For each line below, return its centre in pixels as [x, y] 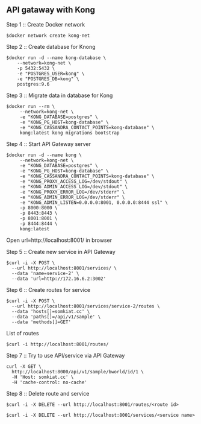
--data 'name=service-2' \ [45, 273]
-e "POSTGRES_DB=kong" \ [48, 79]
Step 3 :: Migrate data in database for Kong [60, 95]
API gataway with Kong [51, 10]
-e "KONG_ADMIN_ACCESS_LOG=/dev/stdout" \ [74, 186]
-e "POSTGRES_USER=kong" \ [51, 74]
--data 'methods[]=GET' [41, 322]
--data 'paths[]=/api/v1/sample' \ [56, 317]
